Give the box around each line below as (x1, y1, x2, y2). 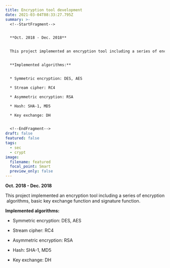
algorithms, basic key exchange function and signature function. (6, 198, 141, 204)
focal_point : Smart (10, 164, 51, 169)
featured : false (5, 136, 39, 141)
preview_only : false (10, 169, 53, 174)
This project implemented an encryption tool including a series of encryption (5, 192, 165, 198)
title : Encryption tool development (5, 7, 82, 13)
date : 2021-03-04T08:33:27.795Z (5, 12, 73, 17)
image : (5, 154, 19, 160)
